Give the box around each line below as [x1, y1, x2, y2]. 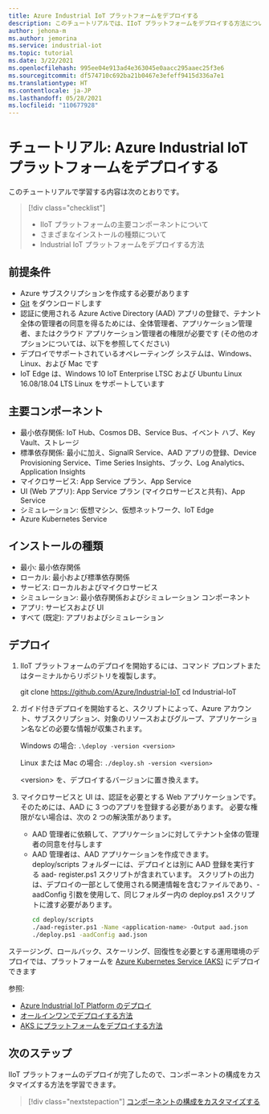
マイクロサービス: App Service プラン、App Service [19, 476, 192, 486]
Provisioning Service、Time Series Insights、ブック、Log [19, 458, 210, 467]
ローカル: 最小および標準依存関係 [19, 572, 130, 582]
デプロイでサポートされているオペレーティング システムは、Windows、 [19, 348, 257, 358]
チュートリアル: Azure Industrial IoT [8, 138, 249, 157]
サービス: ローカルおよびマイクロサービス [19, 582, 158, 592]
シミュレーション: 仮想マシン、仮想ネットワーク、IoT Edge [19, 504, 214, 515]
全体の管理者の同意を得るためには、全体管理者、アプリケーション [19, 319, 238, 328]
